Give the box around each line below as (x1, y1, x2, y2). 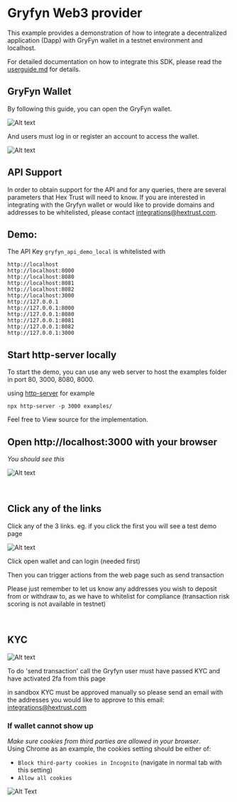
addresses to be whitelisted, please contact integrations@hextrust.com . (7, 208, 218, 216)
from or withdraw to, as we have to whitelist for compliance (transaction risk (7, 592, 230, 600)
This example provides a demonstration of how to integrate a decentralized (7, 28, 227, 37)
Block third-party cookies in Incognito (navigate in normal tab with (17, 758, 222, 766)
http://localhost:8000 (7, 267, 75, 274)
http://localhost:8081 (7, 279, 75, 287)
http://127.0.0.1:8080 (7, 311, 75, 318)
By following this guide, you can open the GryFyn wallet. (7, 105, 172, 113)
